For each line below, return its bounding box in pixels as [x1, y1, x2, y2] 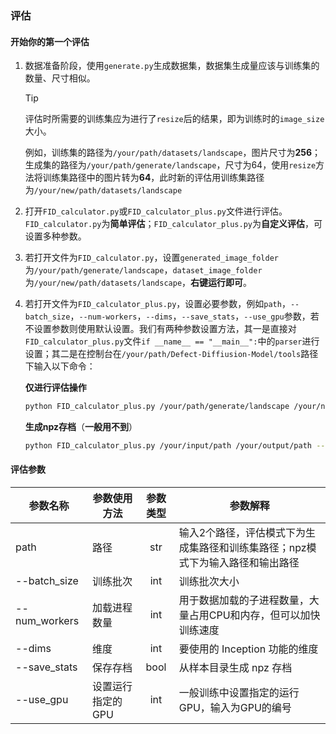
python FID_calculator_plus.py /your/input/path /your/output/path [24, 441, 312, 451]
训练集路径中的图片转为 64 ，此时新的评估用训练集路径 [42, 172, 265, 184]
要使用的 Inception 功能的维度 [178, 642, 319, 656]
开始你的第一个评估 [10, 35, 90, 47]
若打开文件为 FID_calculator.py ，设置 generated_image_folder [24, 252, 279, 264]
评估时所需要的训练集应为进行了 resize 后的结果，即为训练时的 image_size [24, 113, 325, 125]
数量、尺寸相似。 [24, 72, 96, 84]
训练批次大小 [178, 575, 240, 589]
